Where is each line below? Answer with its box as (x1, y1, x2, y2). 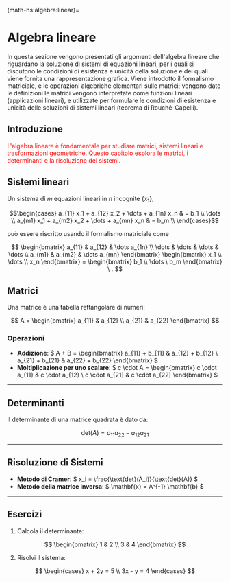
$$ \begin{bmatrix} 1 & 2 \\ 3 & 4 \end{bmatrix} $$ (44, 540, 186, 548)
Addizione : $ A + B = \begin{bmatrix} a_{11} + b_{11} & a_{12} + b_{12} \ (16, 349, 218, 358)
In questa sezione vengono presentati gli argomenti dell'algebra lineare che (7, 52, 220, 60)
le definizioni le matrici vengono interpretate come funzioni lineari (7, 89, 192, 97)
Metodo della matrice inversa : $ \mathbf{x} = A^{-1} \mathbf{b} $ (16, 482, 204, 490)
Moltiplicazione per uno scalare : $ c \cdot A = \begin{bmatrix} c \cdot (16, 364, 217, 372)
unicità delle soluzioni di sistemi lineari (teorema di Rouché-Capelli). (7, 103, 199, 112)
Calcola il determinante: (16, 526, 84, 535)
